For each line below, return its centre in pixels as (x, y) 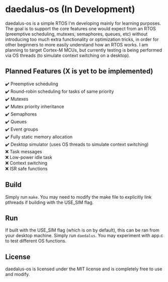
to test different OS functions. (36, 241)
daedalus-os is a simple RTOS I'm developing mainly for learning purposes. (83, 23)
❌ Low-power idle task (29, 157)
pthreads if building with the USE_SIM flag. (50, 202)
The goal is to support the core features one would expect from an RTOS (80, 28)
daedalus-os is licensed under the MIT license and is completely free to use (84, 269)
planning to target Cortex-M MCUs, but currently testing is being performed (84, 50)
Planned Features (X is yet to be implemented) (79, 71)
